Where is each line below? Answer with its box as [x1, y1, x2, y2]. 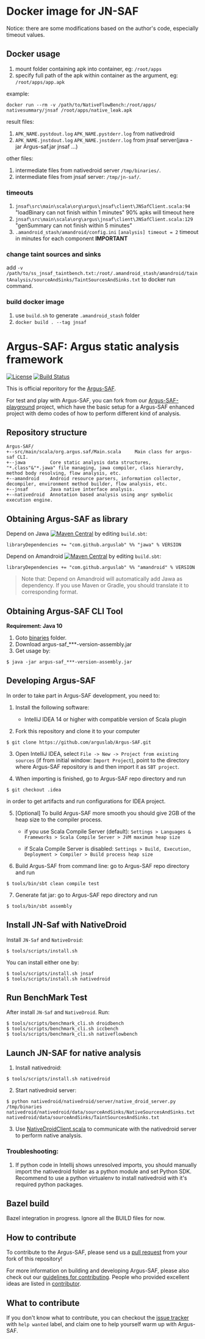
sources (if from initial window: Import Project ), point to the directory [15, 756, 190, 764]
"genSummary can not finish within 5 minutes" [15, 222, 132, 229]
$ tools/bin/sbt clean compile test [6, 880, 99, 886]
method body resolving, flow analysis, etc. [6, 470, 121, 477]
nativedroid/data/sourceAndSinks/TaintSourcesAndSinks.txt [6, 1115, 160, 1121]
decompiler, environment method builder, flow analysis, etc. [6, 481, 168, 488]
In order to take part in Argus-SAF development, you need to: [6, 692, 160, 699]
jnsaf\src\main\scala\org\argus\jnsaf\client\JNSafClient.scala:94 [15, 203, 190, 209]
